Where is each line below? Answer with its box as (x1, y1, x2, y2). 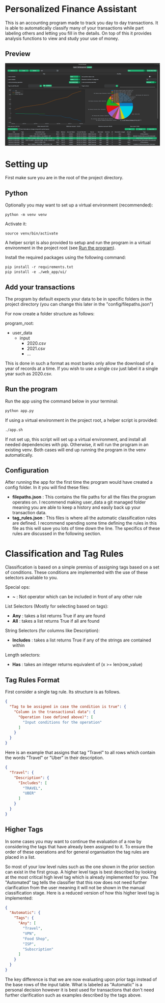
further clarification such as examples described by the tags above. (5, 992, 142, 998)
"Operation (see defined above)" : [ (18, 714, 93, 720)
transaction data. (12, 510, 47, 516)
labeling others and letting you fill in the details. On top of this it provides (5, 30, 152, 36)
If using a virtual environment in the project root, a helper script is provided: (5, 417, 158, 423)
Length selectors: (5, 652, 41, 658)
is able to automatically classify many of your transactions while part (5, 25, 144, 31)
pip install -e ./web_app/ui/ (5, 269, 67, 274)
